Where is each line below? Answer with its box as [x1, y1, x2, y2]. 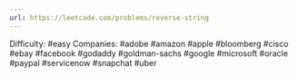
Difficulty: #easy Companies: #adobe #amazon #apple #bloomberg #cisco [9, 38, 289, 49]
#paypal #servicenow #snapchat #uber [9, 57, 157, 68]
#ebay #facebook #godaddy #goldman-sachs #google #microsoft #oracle [9, 47, 289, 59]
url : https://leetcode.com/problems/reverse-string [9, 13, 209, 23]
